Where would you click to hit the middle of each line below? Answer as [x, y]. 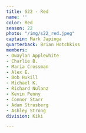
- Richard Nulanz [27, 89]
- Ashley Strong [26, 111]
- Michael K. [22, 83]
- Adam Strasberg [27, 105]
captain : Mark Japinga [34, 39]
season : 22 [19, 28]
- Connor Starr [25, 99]
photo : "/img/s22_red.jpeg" [41, 34]
